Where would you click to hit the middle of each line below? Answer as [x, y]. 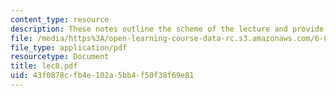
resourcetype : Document [60, 57]
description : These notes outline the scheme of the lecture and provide [167, 29]
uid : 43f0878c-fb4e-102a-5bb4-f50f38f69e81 [102, 76]
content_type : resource [60, 19]
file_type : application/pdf [69, 47]
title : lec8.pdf [44, 66]
